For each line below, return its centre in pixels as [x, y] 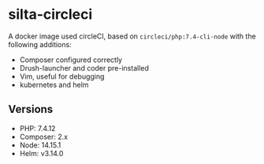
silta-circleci [50, 15]
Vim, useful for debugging [62, 76]
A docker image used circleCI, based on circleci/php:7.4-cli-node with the [132, 36]
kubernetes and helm [54, 85]
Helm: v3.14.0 [41, 153]
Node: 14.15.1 [40, 145]
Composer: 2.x [44, 137]
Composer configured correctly [71, 60]
